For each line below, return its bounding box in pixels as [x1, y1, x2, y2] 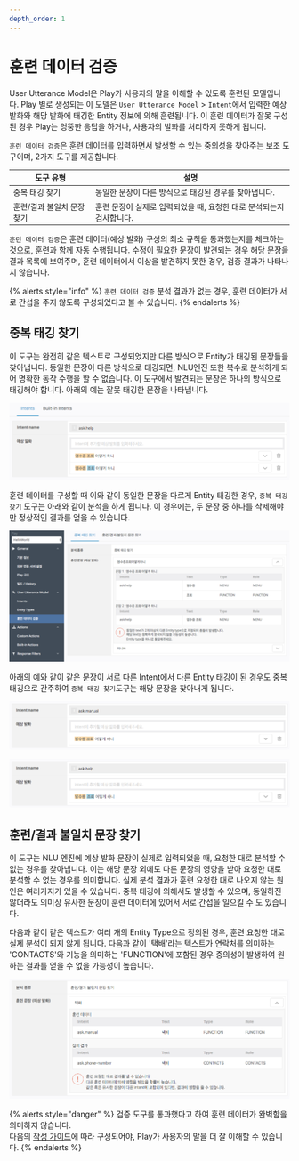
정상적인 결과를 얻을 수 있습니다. [18, 512, 131, 523]
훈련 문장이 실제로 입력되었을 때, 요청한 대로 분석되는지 [94, 201, 285, 212]
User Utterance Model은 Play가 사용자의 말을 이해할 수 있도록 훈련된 [9, 87, 251, 98]
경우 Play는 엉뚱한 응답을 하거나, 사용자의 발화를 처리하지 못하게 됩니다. [18, 121, 267, 132]
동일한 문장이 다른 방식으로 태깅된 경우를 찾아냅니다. [94, 187, 276, 198]
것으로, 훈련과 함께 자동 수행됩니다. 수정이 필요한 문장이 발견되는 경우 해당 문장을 [9, 245, 289, 255]
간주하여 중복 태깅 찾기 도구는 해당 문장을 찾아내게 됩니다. [39, 683, 234, 694]
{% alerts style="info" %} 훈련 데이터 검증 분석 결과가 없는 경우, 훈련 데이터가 [9, 286, 279, 297]
